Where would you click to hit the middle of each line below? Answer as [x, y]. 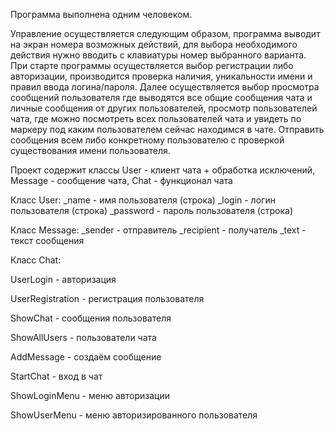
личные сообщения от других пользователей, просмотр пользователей [164, 108]
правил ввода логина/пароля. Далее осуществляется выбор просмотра [165, 87]
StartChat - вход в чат [56, 376]
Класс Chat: [36, 260]
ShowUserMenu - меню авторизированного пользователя [134, 415]
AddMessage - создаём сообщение [86, 357]
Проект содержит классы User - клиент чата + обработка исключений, [163, 170]
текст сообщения [47, 240]
